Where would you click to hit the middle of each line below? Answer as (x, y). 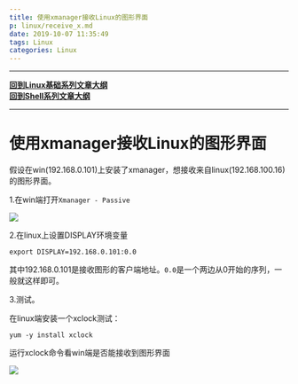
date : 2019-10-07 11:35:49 (59, 34)
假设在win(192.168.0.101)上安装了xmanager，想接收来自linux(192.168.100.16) (147, 170)
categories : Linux (43, 51)
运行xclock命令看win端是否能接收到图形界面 (90, 353)
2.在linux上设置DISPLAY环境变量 (69, 235)
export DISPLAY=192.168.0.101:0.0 (73, 252)
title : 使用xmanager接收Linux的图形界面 (79, 17)
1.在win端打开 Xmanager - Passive (70, 200)
